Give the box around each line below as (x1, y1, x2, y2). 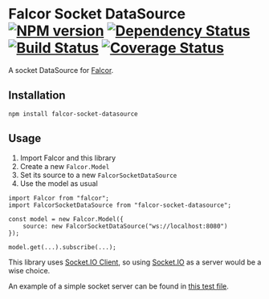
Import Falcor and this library (19, 153, 116, 163)
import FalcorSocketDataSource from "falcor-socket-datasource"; (8, 201, 231, 209)
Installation (8, 89, 66, 103)
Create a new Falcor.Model (19, 161, 110, 171)
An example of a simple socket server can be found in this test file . (8, 281, 229, 291)
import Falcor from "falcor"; (8, 194, 110, 202)
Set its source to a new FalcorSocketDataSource (19, 170, 177, 180)
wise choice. (8, 265, 51, 275)
